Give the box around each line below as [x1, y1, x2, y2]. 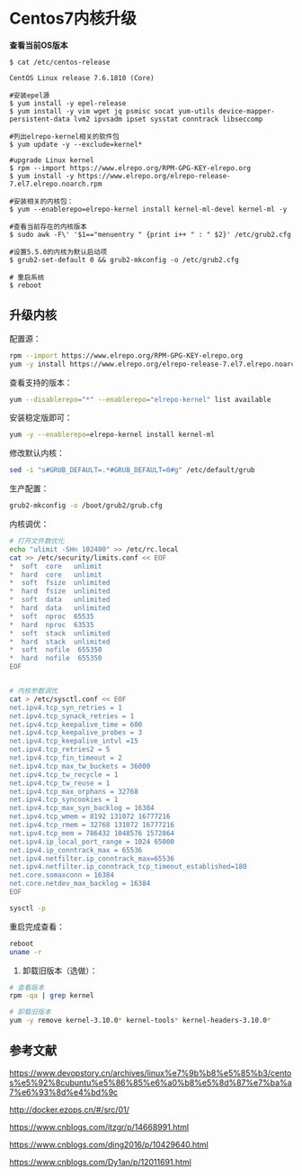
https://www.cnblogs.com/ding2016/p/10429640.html [9, 1139, 209, 1150]
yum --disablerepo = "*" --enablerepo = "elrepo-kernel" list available [9, 395, 271, 404]
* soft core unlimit [9, 561, 102, 570]
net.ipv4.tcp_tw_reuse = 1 [9, 779, 111, 788]
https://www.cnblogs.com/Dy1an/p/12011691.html [9, 1156, 191, 1167]
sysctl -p [9, 903, 47, 913]
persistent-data [9, 114, 70, 123]
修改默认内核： [9, 448, 65, 459]
